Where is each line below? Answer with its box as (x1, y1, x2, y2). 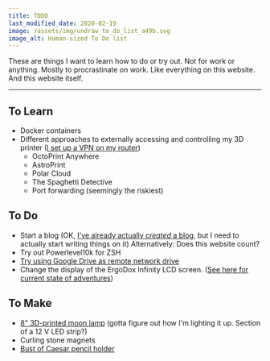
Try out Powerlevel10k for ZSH (19, 247, 121, 257)
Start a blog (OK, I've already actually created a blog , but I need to (19, 230, 239, 240)
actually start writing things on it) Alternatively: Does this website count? (19, 239, 260, 248)
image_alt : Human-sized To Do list (8, 34, 128, 43)
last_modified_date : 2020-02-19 (8, 19, 117, 27)
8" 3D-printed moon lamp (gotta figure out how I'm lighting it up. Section (19, 317, 261, 327)
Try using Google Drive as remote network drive (19, 255, 179, 266)
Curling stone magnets (19, 335, 96, 345)
